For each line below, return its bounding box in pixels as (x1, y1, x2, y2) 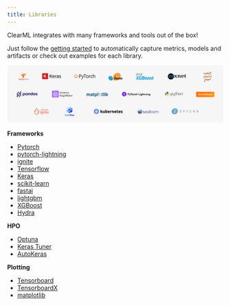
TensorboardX (16, 284, 58, 292)
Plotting (7, 263, 30, 271)
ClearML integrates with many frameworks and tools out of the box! (7, 31, 198, 39)
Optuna (16, 235, 39, 243)
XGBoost (16, 201, 43, 209)
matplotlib (16, 291, 46, 299)
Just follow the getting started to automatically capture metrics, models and (7, 44, 222, 52)
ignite (16, 157, 34, 165)
